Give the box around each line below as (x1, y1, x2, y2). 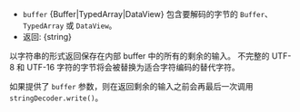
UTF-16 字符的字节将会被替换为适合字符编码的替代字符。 (26, 62, 241, 72)
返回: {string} (22, 32, 73, 42)
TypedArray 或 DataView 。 (22, 20, 117, 31)
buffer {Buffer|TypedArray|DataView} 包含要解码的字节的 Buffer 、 (22, 9, 273, 19)
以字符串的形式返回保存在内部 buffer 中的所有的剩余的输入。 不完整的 (9, 51, 270, 61)
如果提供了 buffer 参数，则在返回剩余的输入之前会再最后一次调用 (9, 81, 254, 91)
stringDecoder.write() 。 (9, 92, 104, 103)
